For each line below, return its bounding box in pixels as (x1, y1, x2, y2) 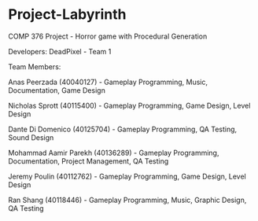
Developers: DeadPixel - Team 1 (8, 46, 112, 56)
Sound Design (8, 132, 54, 142)
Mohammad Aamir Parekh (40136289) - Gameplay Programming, (8, 148, 219, 157)
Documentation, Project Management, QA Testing (8, 156, 169, 166)
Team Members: (8, 61, 61, 72)
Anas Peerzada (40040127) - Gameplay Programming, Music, (8, 77, 208, 87)
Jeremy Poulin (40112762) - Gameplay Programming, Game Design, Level (8, 171, 246, 181)
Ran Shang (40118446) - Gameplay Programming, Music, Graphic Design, (8, 195, 247, 204)
